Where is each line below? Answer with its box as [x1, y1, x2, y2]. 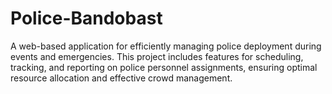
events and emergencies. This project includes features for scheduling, [10, 50, 304, 62]
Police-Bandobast [10, 7, 163, 30]
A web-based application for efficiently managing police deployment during [10, 40, 322, 52]
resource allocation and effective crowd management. [10, 72, 233, 84]
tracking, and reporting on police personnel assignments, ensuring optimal [10, 61, 318, 73]
